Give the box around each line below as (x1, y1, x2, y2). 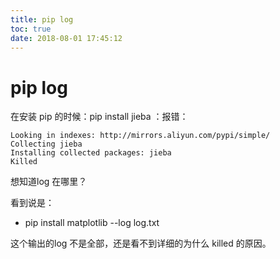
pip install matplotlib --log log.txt (24, 217, 160, 229)
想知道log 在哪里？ (10, 176, 88, 188)
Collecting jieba (10, 139, 83, 150)
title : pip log (10, 14, 74, 25)
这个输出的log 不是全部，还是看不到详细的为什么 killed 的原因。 (10, 237, 272, 250)
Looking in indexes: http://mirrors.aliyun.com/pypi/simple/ (10, 131, 271, 141)
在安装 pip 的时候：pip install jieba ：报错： (10, 111, 189, 123)
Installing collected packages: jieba (10, 148, 172, 158)
